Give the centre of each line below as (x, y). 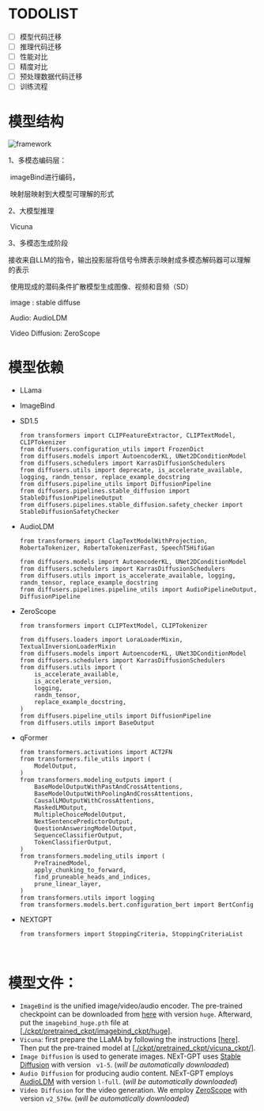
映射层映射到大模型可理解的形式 (62, 194)
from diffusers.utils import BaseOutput (87, 723)
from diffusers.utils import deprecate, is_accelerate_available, (131, 470)
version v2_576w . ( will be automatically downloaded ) (104, 1098)
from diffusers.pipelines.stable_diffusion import (105, 491)
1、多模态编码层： (38, 160)
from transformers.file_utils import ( (85, 759)
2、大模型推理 (31, 211)
